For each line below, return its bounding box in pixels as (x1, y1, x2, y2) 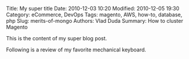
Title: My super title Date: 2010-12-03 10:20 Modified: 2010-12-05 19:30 (6, 5, 180, 12)
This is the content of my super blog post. (6, 35, 107, 41)
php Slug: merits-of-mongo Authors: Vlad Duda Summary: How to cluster (6, 18, 184, 24)
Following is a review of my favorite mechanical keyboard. (6, 46, 147, 53)
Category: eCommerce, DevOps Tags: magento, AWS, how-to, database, (6, 11, 183, 18)
